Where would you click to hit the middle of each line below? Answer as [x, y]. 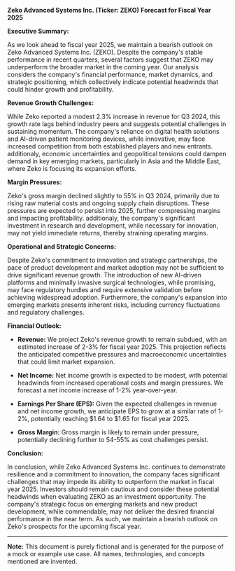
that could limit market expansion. [66, 362]
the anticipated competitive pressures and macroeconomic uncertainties [122, 354]
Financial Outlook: [34, 326]
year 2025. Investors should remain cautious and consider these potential [113, 489]
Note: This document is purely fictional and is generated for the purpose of [115, 546]
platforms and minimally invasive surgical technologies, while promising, [111, 282]
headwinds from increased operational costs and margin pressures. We [120, 383]
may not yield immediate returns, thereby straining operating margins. [108, 233]
